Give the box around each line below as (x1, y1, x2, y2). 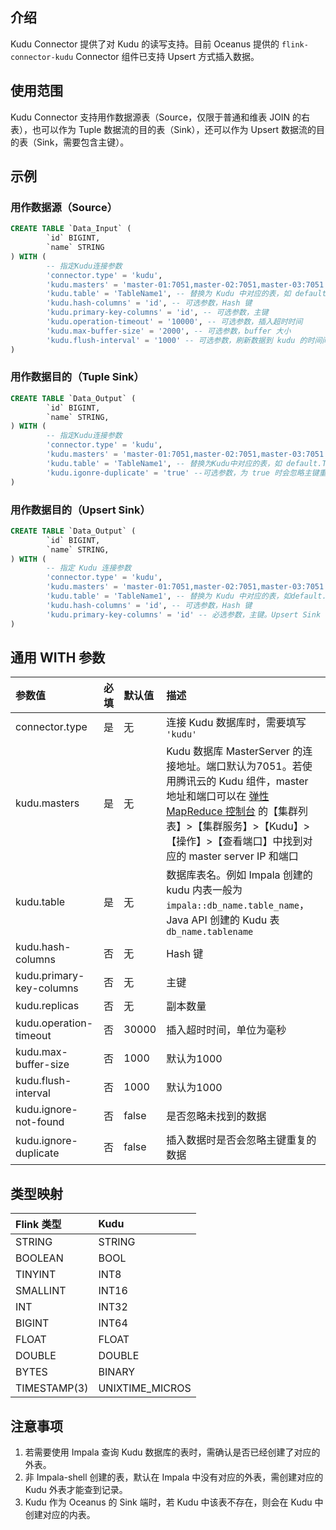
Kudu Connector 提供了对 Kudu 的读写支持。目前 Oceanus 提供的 (10, 38, 280, 50)
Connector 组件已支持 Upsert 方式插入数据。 (75, 50, 260, 62)
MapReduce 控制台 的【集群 (166, 804, 299, 818)
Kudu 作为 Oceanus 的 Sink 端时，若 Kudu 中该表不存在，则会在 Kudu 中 (24, 1496, 324, 1508)
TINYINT (15, 1268, 57, 1282)
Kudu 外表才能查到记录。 (24, 1483, 128, 1495)
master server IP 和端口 (188, 849, 299, 863)
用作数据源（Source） (10, 200, 118, 214)
